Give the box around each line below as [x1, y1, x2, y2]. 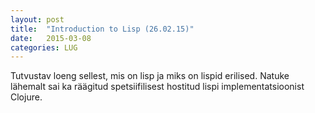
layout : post [10, 14, 65, 25]
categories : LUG [10, 42, 78, 53]
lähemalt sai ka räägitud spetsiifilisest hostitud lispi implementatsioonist [10, 81, 305, 93]
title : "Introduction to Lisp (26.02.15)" [10, 24, 195, 34]
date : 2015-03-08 [10, 33, 92, 43]
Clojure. [10, 91, 43, 103]
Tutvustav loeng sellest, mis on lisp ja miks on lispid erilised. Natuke [10, 70, 290, 82]
